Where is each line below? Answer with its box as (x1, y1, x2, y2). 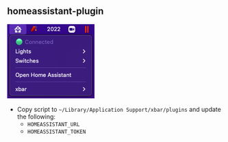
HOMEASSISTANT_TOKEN (27, 128, 86, 135)
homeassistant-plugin (7, 5, 104, 17)
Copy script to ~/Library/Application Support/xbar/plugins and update (16, 105, 221, 113)
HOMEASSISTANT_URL (27, 121, 80, 128)
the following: (16, 113, 56, 121)
